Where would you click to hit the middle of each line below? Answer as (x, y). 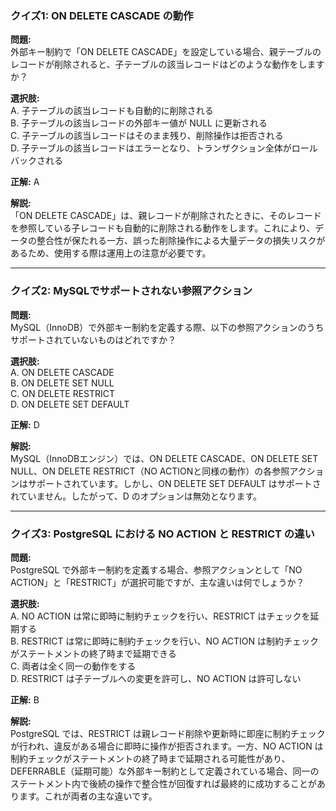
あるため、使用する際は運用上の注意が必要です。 (111, 253)
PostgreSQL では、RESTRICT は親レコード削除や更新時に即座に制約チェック (168, 733)
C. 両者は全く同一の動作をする (73, 666)
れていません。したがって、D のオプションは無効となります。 (136, 496)
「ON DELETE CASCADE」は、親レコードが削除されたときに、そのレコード (166, 216)
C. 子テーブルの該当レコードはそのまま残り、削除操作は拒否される (147, 136)
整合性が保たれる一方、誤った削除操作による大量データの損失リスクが (181, 241)
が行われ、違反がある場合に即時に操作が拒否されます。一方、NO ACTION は (167, 746)
